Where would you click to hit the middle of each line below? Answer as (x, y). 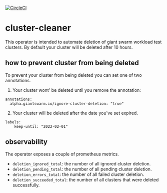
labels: (13, 122)
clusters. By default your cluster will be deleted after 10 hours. (69, 47)
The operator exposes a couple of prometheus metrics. (62, 154)
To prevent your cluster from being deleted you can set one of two (73, 75)
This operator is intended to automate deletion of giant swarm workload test (83, 42)
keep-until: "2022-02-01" (41, 126)
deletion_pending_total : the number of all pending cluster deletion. (82, 169)
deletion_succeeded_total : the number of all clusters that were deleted (85, 179)
